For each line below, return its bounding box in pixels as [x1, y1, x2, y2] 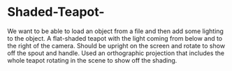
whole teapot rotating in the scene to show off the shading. [7, 56, 177, 64]
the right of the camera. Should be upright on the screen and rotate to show [7, 41, 226, 50]
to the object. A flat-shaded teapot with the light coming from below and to [7, 34, 223, 42]
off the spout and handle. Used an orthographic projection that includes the [7, 49, 225, 57]
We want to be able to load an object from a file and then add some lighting [7, 27, 224, 35]
